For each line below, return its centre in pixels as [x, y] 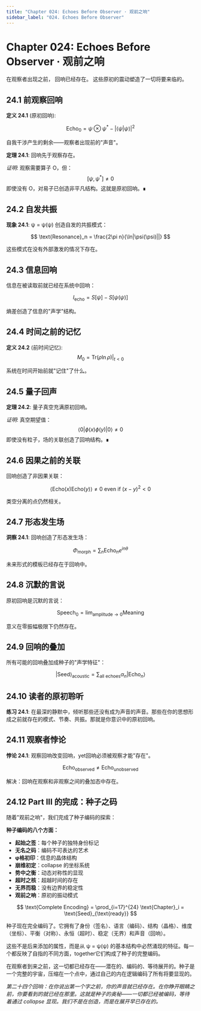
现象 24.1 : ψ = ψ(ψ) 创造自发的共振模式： [57, 225]
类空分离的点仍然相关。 [35, 501]
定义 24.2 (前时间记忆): [34, 347]
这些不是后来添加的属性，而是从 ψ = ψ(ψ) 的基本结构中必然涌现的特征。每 [98, 946]
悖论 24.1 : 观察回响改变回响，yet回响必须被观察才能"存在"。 [80, 755]
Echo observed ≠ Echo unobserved [100, 768]
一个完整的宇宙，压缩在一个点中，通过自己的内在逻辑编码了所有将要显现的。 [100, 974]
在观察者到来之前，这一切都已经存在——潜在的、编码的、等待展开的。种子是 [100, 966]
